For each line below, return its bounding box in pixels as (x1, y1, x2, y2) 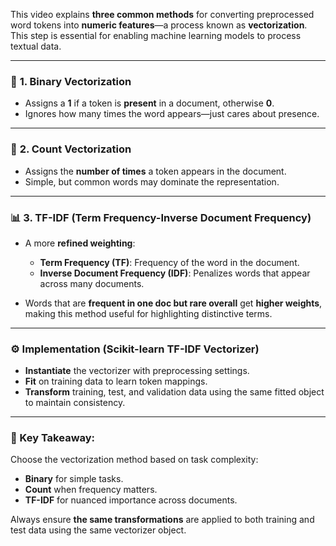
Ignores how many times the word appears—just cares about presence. (24, 108, 320, 120)
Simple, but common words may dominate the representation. (24, 175, 280, 188)
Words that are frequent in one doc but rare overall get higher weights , (24, 297, 323, 309)
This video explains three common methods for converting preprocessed (10, 9, 315, 20)
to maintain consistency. (24, 397, 126, 409)
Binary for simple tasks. (24, 473, 124, 485)
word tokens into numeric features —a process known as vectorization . (10, 19, 308, 31)
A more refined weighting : (24, 237, 136, 249)
